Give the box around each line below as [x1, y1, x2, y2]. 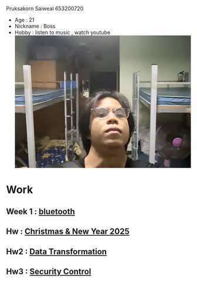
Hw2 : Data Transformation [6, 247, 107, 257]
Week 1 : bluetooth [6, 206, 75, 217]
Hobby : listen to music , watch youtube [14, 29, 111, 36]
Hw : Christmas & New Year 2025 [6, 227, 130, 237]
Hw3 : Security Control [6, 266, 91, 276]
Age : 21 [14, 16, 35, 23]
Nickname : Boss [14, 23, 56, 29]
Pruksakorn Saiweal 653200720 [6, 5, 84, 12]
